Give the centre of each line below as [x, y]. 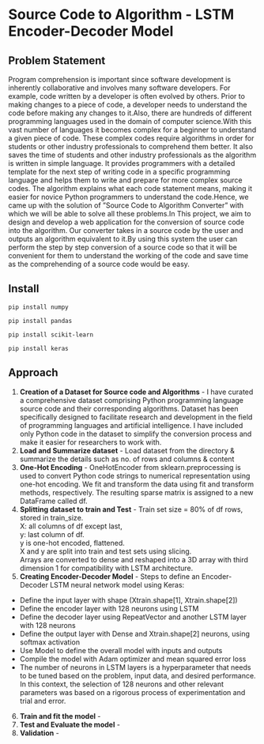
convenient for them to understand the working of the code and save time [128, 256]
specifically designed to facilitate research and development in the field [136, 417]
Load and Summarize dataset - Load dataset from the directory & [127, 450]
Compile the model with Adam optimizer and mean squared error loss [133, 659]
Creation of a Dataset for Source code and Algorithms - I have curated [136, 392]
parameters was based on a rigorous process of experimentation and [132, 692]
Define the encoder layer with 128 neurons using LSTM [109, 608]
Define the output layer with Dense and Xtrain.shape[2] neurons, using [135, 633]
